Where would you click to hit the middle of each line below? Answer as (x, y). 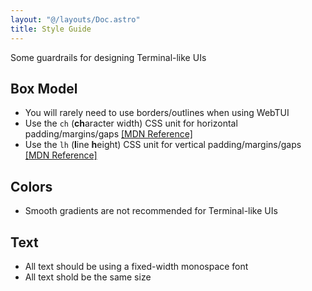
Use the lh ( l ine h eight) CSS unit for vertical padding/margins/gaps (163, 145)
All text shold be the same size (88, 277)
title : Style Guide (51, 29)
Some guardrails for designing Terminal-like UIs (108, 57)
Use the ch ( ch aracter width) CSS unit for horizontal (131, 123)
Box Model (44, 88)
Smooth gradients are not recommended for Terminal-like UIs (151, 211)
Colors (31, 186)
